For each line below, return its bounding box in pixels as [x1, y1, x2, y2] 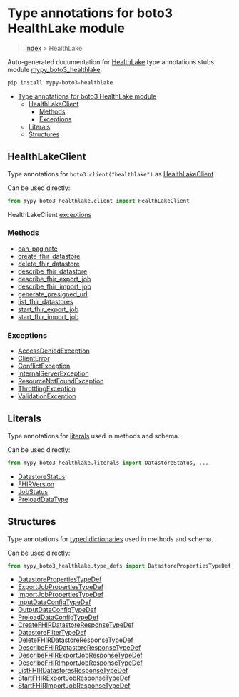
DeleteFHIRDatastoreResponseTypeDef [17, 636, 133, 644]
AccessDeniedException [17, 346, 91, 355]
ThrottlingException [17, 384, 76, 393]
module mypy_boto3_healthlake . [7, 65, 102, 74]
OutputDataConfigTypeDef [17, 606, 96, 614]
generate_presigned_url [17, 289, 88, 298]
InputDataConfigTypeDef [17, 598, 91, 606]
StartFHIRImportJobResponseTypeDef [17, 681, 131, 690]
